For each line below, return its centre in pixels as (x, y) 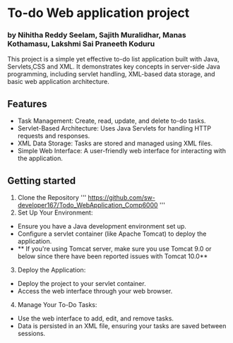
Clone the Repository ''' (52, 198)
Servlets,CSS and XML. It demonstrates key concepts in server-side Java (114, 67)
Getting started (42, 180)
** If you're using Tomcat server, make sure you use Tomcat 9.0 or (114, 249)
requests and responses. (54, 136)
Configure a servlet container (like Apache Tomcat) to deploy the (112, 234)
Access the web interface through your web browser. (95, 291)
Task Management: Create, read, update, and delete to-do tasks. (112, 121)
